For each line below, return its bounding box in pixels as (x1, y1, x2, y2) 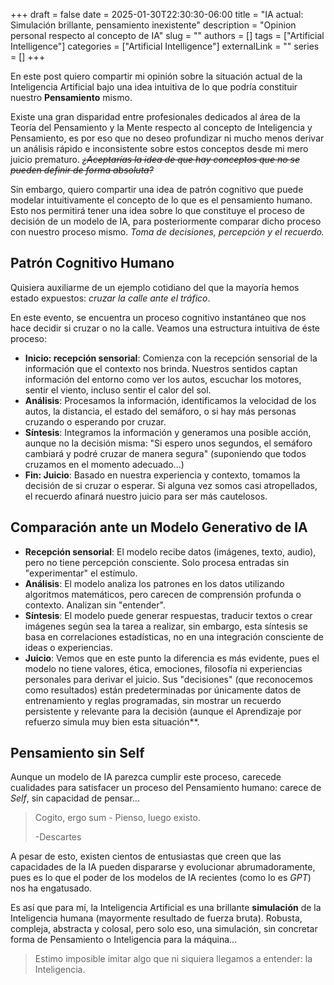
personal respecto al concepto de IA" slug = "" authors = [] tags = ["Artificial (10, 30, 325, 41)
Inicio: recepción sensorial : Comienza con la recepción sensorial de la (24, 352, 318, 364)
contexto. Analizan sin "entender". (24, 599, 166, 611)
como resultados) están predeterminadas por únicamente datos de (24, 684, 302, 696)
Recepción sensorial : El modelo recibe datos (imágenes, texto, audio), (24, 545, 317, 558)
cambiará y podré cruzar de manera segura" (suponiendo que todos (24, 447, 307, 459)
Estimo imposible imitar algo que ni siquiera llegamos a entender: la (34, 953, 313, 965)
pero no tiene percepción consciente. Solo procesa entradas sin (24, 556, 290, 568)
